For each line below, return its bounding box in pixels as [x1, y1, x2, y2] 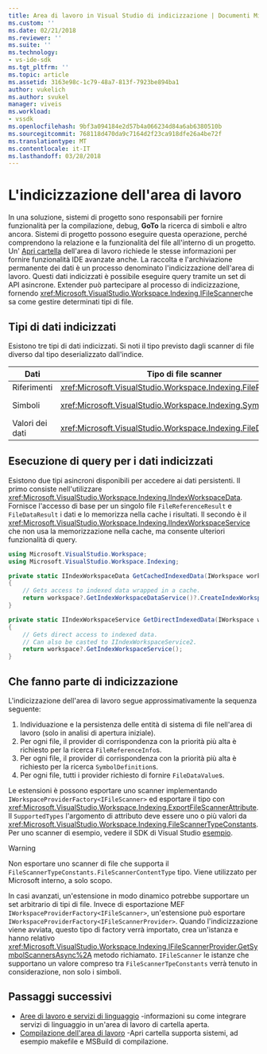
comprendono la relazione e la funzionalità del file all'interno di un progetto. [8, 238, 256, 247]
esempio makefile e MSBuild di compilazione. [19, 1037, 169, 1046]
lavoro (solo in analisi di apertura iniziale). [19, 728, 157, 738]
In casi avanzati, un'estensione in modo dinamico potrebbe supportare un [8, 891, 250, 901]
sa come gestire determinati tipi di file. [8, 297, 133, 307]
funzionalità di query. [8, 534, 78, 544]
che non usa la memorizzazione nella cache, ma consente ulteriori [8, 526, 225, 536]
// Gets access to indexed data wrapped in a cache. [22, 587, 201, 595]
